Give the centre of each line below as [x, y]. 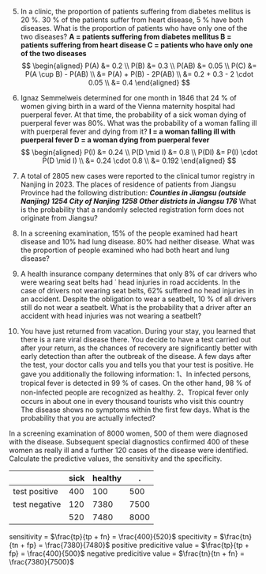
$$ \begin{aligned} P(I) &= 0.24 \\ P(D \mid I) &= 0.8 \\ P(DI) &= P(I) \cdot [139, 152]
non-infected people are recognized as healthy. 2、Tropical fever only [135, 392]
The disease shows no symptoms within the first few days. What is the [135, 410]
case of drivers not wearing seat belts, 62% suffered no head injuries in [137, 291]
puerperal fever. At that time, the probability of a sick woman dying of [133, 115]
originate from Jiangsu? [59, 218]
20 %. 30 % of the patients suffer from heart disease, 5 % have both [132, 20]
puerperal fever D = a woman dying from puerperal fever [115, 140]
